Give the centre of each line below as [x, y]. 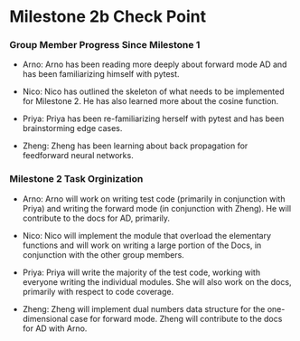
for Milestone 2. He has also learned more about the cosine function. [150, 101]
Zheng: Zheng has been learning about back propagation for [135, 146]
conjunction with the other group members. [103, 254]
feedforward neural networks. [78, 156]
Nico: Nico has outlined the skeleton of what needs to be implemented [153, 91]
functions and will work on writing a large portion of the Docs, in [142, 245]
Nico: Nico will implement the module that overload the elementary [147, 235]
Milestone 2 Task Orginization [76, 179]
